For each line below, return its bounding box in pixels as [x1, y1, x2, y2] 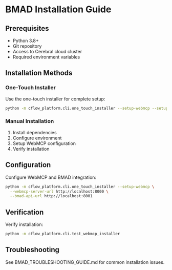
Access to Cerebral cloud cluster [12, 49, 82, 54]
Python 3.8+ [12, 37, 39, 44]
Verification [5, 207, 44, 216]
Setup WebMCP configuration [12, 140, 76, 147]
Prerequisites [5, 24, 49, 33]
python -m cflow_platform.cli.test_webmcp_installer [5, 232, 120, 237]
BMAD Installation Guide [5, 4, 112, 15]
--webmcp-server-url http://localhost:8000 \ [10, 189, 109, 194]
